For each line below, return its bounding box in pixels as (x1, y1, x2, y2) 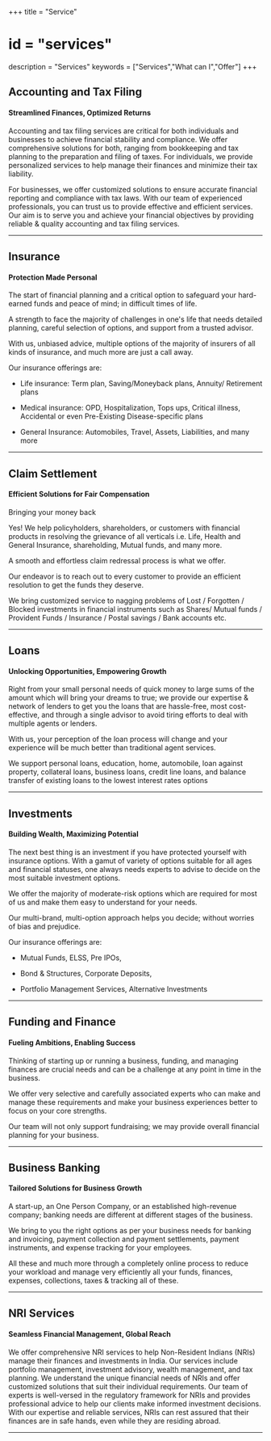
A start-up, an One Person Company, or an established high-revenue (8, 1202, 237, 1211)
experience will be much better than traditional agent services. (8, 743, 216, 752)
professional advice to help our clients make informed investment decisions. (8, 1398, 262, 1409)
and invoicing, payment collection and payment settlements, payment (8, 1234, 240, 1244)
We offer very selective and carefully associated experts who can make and (8, 1089, 261, 1098)
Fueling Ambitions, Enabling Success (8, 1038, 135, 1047)
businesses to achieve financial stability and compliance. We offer (8, 134, 228, 144)
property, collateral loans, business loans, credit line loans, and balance (8, 767, 247, 777)
